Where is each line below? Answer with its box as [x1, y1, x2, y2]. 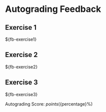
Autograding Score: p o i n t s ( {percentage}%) [5, 101, 93, 107]
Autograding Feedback [5, 3, 101, 15]
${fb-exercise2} [5, 63, 38, 70]
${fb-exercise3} [5, 91, 38, 97]
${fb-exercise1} [5, 36, 37, 42]
